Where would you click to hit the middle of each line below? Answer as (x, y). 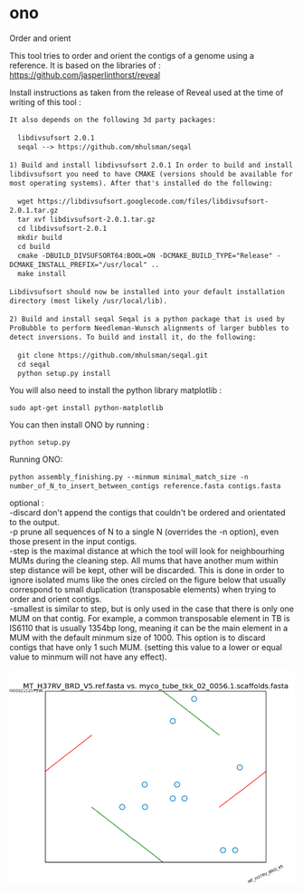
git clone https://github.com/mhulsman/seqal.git (113, 355)
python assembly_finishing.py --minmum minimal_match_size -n (129, 477)
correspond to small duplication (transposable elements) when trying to (143, 589)
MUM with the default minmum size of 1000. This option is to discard (137, 638)
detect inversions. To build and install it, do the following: (133, 337)
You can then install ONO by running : (80, 425)
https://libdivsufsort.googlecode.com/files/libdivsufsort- (153, 201)
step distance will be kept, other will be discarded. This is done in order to (147, 570)
